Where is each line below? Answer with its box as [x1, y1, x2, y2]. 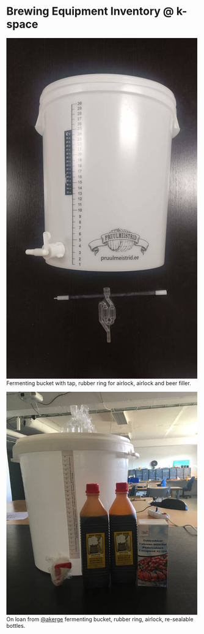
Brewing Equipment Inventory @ [6, 4, 174, 18]
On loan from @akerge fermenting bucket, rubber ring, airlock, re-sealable [6, 615, 194, 623]
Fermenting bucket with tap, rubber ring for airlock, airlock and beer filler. [6, 379, 191, 387]
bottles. [6, 622, 26, 629]
